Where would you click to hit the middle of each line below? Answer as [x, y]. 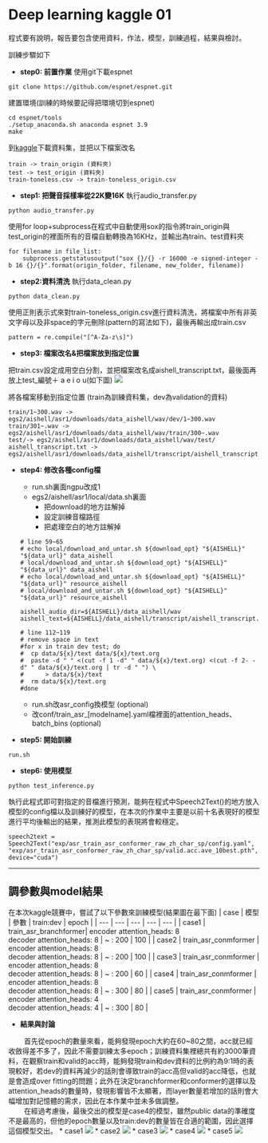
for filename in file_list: [55, 251]
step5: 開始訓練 [45, 739]
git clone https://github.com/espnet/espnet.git [91, 87]
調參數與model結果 [56, 892]
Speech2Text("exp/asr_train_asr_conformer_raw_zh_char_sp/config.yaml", [132, 844]
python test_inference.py [51, 785]
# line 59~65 [41, 542]
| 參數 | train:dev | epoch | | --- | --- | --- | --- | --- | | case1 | [107, 922]
